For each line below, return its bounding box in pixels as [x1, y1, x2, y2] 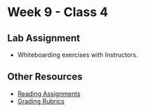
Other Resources [7, 71, 83, 83]
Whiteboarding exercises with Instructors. [17, 50, 138, 59]
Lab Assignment [7, 32, 81, 44]
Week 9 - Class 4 [7, 4, 109, 20]
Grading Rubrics [17, 97, 65, 105]
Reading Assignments [17, 89, 81, 98]
